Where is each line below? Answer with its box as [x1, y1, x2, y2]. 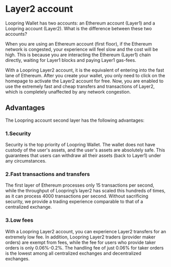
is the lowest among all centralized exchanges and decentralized [5, 250, 141, 256]
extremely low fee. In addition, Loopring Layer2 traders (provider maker [5, 234, 156, 240]
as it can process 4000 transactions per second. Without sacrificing [5, 193, 149, 199]
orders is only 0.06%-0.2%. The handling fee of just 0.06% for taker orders [5, 244, 164, 251]
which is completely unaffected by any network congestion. [5, 88, 131, 95]
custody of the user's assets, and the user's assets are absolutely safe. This [5, 147, 165, 153]
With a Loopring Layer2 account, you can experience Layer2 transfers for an [5, 228, 166, 234]
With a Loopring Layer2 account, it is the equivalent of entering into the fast [5, 67, 164, 73]
